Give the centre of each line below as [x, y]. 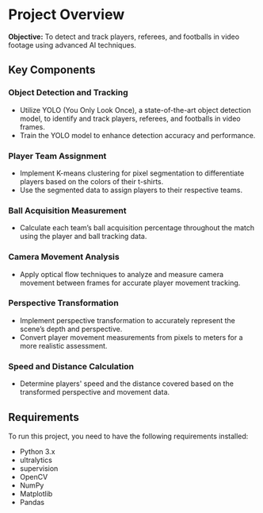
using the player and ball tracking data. [83, 237]
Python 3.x [37, 451]
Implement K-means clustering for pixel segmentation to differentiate [132, 173]
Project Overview [67, 15]
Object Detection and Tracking [68, 93]
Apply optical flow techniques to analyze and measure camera [122, 274]
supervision [39, 468]
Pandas [32, 502]
